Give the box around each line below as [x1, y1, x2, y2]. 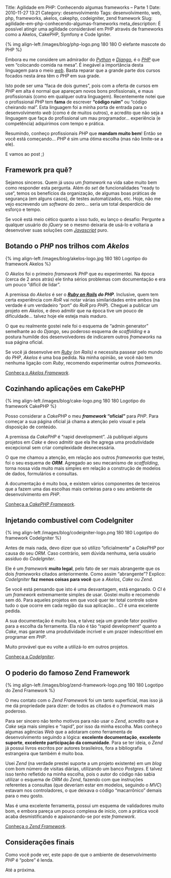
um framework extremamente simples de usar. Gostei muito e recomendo [5, 592, 160, 598]
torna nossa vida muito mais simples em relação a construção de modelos [5, 465, 161, 472]
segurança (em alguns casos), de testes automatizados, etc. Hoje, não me [5, 196, 161, 202]
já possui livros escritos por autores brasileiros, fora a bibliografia [5, 745, 142, 751]
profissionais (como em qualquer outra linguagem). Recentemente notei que [5, 94, 165, 99]
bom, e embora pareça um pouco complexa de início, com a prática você [5, 808, 159, 814]
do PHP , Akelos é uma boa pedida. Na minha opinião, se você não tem [5, 354, 153, 361]
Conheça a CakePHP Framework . [5, 501, 75, 507]
